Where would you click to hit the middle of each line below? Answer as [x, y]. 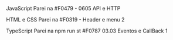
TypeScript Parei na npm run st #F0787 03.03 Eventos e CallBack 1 [87, 31]
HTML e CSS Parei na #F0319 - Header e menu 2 [65, 19]
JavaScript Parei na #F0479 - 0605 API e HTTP [63, 8]
